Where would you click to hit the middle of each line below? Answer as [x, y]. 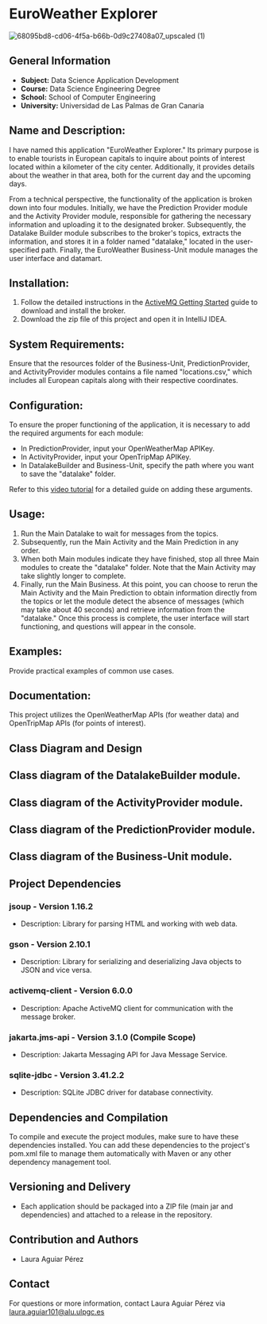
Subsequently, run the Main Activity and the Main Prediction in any [130, 541]
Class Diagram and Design [75, 748]
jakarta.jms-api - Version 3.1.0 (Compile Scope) [103, 1037]
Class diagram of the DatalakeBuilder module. [125, 776]
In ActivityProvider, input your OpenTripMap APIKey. [106, 457]
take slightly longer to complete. [73, 576]
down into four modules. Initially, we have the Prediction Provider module [129, 207]
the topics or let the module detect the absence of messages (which [132, 601]
